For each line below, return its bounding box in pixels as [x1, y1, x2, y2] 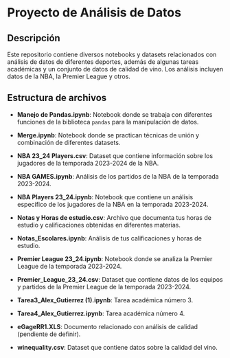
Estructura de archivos [7, 92, 107, 104]
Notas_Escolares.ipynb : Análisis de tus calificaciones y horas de [16, 234, 203, 242]
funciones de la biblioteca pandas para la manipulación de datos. [16, 118, 199, 126]
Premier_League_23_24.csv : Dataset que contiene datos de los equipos [16, 275, 223, 283]
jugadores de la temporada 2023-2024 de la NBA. [16, 159, 159, 167]
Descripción [7, 32, 60, 44]
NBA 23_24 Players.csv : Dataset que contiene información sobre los [16, 151, 214, 159]
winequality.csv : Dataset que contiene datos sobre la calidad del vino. [16, 343, 218, 351]
